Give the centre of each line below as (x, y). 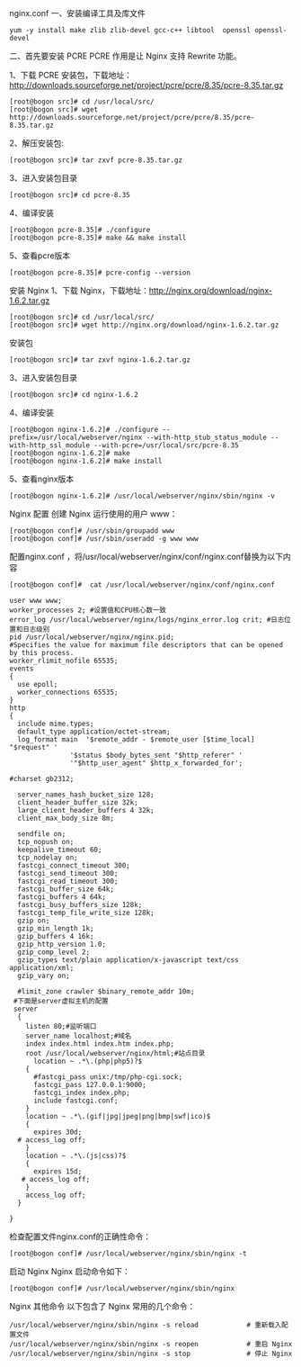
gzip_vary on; (44, 976)
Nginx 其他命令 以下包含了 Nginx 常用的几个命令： (102, 1306)
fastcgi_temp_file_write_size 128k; (86, 913)
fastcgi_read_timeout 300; (68, 881)
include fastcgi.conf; (75, 1101)
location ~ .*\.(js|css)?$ (76, 1156)
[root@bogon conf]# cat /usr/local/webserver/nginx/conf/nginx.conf (142, 585)
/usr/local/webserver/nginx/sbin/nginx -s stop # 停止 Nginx (151, 1354)
